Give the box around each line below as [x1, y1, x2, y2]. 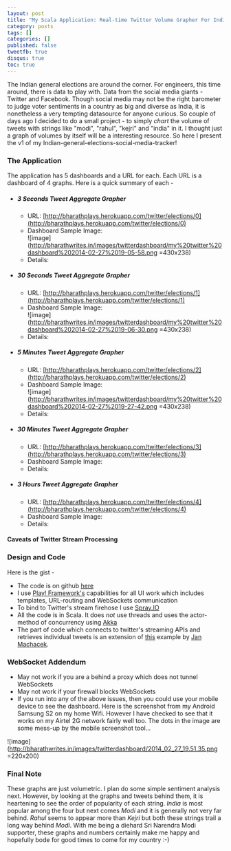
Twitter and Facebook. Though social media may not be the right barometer [7, 94, 221, 103]
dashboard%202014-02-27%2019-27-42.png [27, 402, 158, 410]
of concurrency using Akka [40, 618, 118, 626]
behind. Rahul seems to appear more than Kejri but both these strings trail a [7, 814, 221, 822]
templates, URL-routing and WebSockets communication [16, 596, 178, 604]
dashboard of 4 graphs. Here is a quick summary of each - [7, 178, 174, 186]
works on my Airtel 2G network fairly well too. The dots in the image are [16, 716, 221, 724]
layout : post [7, 10, 45, 17]
